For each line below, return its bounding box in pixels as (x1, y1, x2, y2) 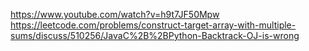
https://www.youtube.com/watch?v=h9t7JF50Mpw (10, 9, 220, 20)
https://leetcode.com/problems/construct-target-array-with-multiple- (10, 19, 297, 31)
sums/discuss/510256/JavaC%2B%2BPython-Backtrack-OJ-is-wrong (10, 30, 300, 41)
